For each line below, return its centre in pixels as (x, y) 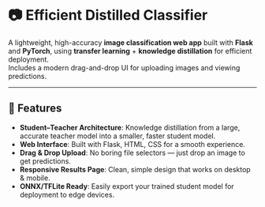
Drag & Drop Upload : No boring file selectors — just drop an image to (132, 152)
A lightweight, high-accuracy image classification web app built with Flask (131, 42)
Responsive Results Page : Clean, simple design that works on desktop (135, 169)
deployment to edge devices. (67, 194)
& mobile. (35, 178)
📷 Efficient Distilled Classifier (108, 15)
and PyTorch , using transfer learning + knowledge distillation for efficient (130, 51)
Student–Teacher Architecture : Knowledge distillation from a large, (130, 127)
